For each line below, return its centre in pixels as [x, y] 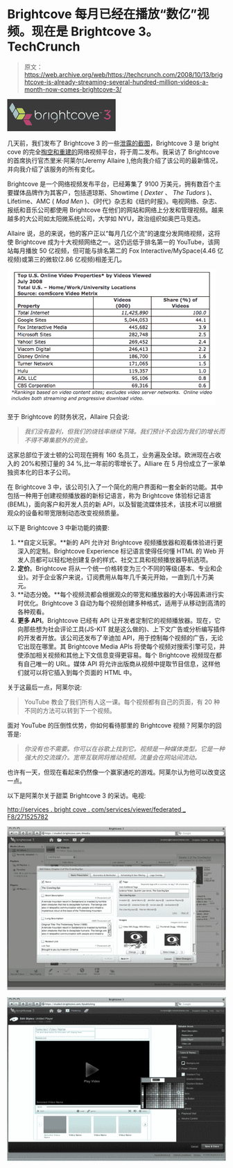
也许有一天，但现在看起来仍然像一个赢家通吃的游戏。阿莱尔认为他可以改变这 [116, 772]
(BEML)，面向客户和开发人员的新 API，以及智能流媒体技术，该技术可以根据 [114, 504]
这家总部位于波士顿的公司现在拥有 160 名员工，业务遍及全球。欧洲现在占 [111, 454]
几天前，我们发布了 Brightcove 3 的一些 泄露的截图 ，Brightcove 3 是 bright [113, 143]
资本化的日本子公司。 [43, 472]
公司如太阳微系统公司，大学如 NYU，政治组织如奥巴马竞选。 [118, 218]
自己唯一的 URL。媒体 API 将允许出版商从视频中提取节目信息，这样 [119, 664]
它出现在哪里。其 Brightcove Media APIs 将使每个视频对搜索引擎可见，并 [121, 646]
